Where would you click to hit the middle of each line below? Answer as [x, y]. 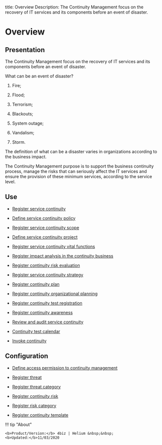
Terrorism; [22, 104]
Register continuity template [40, 415]
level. [10, 182]
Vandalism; [23, 133]
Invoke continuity [29, 341]
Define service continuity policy [44, 218]
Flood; [18, 95]
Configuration [27, 356]
